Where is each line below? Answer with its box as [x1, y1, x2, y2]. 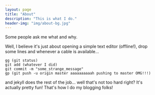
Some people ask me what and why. [5, 34, 78, 40]
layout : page [5, 7, 32, 12]
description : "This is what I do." [5, 16, 77, 21]
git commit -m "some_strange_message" [5, 67, 84, 72]
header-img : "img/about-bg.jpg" [5, 20, 70, 26]
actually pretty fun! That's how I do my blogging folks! [5, 85, 113, 91]
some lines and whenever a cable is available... [5, 49, 100, 55]
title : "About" [5, 12, 36, 17]
